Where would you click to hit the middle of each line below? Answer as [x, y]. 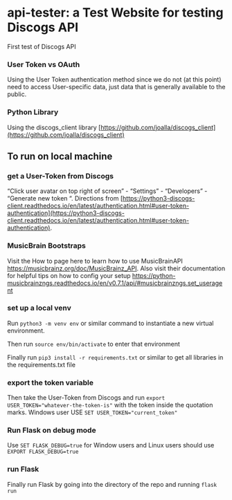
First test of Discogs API [42, 46]
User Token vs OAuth [44, 64]
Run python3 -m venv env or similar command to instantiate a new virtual [110, 323]
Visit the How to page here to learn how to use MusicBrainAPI [95, 261]
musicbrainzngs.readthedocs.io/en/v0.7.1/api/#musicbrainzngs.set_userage [115, 283]
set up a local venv [39, 308]
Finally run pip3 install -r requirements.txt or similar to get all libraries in [115, 357]
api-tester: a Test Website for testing [115, 13]
